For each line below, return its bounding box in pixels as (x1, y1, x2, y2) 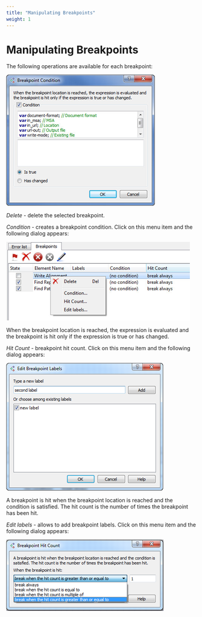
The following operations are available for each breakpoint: (6, 63, 153, 70)
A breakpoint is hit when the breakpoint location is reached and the (6, 497, 173, 504)
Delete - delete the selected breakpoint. (6, 212, 106, 219)
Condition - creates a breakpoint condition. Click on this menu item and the (6, 223, 193, 231)
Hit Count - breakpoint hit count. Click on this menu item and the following (6, 345, 191, 352)
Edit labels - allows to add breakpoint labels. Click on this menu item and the (6, 521, 196, 528)
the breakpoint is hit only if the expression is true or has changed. (6, 333, 169, 340)
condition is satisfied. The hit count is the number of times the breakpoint (6, 503, 189, 510)
